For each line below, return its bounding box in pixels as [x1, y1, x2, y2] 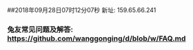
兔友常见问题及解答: [7, 25, 74, 34]
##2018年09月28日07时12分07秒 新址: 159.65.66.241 [7, 6, 156, 14]
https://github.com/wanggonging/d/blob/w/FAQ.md [7, 34, 186, 43]
